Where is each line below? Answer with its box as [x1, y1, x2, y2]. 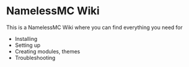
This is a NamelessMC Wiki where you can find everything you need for [6, 24, 183, 31]
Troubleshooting [14, 54, 56, 61]
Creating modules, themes [14, 47, 81, 55]
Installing [14, 35, 38, 42]
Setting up [14, 42, 41, 49]
